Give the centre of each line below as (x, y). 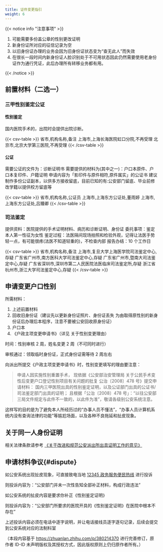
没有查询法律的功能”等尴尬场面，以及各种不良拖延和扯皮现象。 (76, 416)
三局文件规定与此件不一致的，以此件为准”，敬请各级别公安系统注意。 (86, 399)
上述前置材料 (25, 309)
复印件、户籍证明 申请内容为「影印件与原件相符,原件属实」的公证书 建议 (85, 175)
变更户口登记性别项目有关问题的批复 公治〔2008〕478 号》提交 (89, 381)
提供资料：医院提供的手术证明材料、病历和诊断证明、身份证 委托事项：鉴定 (80, 229)
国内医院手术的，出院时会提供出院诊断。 (45, 129)
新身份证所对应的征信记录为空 (42, 45)
